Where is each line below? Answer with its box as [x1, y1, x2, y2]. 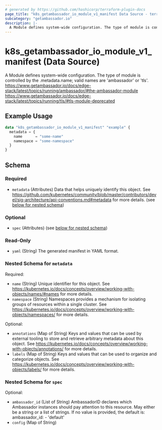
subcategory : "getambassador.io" [5, 16, 72, 21]
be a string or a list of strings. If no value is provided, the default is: [12, 409, 146, 415]
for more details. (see [112, 197, 155, 203]
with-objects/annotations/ [12, 346, 64, 351]
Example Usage [5, 112, 53, 120]
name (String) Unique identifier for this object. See [12, 281, 110, 287]
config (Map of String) [12, 420, 57, 425]
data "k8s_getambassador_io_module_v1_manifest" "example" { [5, 125, 131, 130]
